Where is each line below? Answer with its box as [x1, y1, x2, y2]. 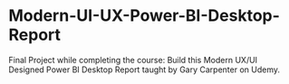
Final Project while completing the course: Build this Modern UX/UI [8, 54, 258, 65]
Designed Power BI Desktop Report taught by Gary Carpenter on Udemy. [8, 64, 281, 75]
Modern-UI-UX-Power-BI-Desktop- [8, 5, 280, 26]
